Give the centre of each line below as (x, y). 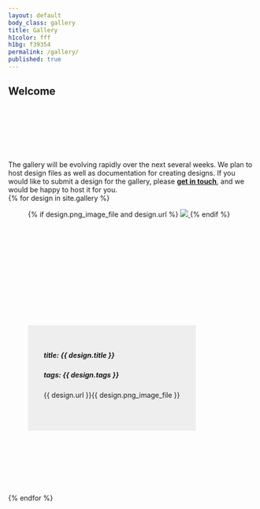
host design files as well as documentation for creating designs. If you (122, 173)
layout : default (35, 15)
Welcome (32, 91)
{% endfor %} (31, 498)
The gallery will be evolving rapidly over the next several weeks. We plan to (130, 165)
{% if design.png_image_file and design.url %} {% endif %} (129, 214)
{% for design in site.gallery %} (59, 199)
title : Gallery (33, 30)
